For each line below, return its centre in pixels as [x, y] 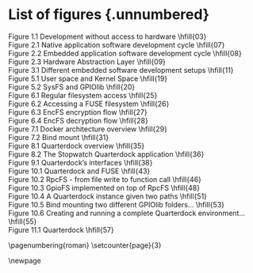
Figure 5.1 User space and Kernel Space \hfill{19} [88, 78]
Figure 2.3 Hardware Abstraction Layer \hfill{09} [87, 62]
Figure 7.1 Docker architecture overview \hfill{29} [88, 129]
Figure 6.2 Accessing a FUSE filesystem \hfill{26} [89, 104]
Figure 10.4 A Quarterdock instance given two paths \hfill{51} [108, 196]
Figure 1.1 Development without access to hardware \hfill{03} [107, 36]
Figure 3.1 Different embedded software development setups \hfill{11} [121, 70]
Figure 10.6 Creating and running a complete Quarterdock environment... [127, 213]
